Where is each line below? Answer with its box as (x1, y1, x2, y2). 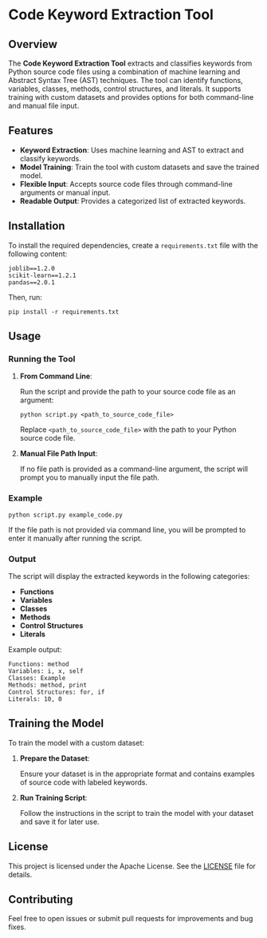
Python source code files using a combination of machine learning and (8, 67, 241, 77)
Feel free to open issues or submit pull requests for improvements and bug (8, 914, 253, 924)
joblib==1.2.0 (8, 264, 56, 272)
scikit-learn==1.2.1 (8, 271, 77, 279)
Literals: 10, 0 (8, 695, 62, 703)
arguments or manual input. (19, 188, 111, 197)
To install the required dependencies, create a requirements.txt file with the (8, 240, 259, 250)
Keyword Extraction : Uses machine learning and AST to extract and (19, 145, 245, 155)
